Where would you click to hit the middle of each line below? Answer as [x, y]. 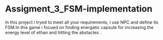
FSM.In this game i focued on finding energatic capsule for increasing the [79, 27]
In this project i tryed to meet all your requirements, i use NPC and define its [82, 22]
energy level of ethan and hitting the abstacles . [53, 32]
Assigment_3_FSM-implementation [79, 9]
